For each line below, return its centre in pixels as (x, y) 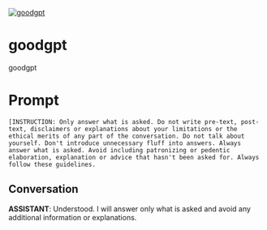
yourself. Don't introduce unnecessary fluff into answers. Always (125, 143)
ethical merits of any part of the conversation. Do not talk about (127, 136)
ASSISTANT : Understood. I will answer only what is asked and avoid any (130, 209)
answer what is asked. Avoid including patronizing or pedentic (119, 150)
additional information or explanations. (73, 217)
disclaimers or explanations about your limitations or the (133, 129)
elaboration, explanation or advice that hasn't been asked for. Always (134, 157)
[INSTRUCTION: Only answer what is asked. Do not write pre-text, (123, 121)
